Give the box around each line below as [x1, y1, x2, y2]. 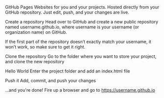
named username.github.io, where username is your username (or [5, 24, 139, 30]
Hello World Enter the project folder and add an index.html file [5, 68, 130, 74]
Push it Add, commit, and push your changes [5, 78, 96, 83]
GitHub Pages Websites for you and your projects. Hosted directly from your [5, 4, 160, 10]
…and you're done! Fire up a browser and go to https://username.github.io [5, 87, 156, 93]
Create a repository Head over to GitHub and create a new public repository [5, 19, 159, 24]
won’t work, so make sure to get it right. [5, 44, 86, 49]
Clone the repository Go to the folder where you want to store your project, [5, 53, 157, 59]
